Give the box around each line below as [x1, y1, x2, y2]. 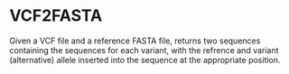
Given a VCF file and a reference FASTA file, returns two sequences [9, 35, 261, 46]
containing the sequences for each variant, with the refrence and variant [9, 44, 279, 55]
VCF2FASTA [9, 5, 103, 26]
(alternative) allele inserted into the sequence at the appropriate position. [9, 54, 281, 65]
